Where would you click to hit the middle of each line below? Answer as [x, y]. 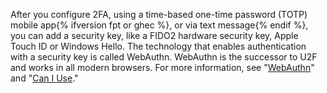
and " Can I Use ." [44, 78]
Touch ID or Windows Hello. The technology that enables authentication [158, 46]
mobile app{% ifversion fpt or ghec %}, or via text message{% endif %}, [159, 25]
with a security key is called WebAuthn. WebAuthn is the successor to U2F [164, 57]
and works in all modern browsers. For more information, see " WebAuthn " [162, 67]
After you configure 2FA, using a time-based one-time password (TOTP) [159, 14]
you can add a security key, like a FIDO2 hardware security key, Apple [154, 35]
